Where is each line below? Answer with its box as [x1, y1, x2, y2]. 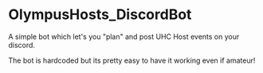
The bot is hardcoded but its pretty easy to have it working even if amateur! [8, 56, 256, 65]
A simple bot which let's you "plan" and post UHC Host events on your [8, 32, 240, 41]
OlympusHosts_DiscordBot [8, 6, 192, 24]
